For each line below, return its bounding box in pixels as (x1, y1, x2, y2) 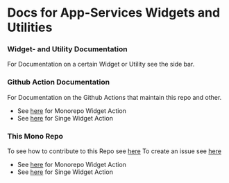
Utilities (7, 19, 53, 35)
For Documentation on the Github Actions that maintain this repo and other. (7, 93, 222, 101)
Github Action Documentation (7, 78, 110, 87)
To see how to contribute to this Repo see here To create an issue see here (7, 147, 222, 155)
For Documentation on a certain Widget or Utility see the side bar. (7, 60, 195, 69)
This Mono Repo (7, 131, 64, 141)
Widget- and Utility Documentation (7, 44, 128, 54)
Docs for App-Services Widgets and (7, 5, 221, 21)
